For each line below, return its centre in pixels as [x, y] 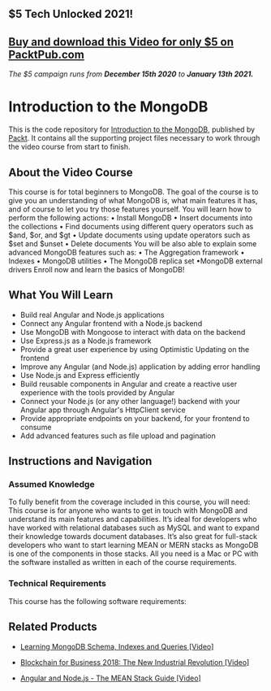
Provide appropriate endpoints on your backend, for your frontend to [135, 418]
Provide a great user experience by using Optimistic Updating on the [135, 349]
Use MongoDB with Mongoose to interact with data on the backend [133, 332]
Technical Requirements [58, 584]
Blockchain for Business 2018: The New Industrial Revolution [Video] [135, 662]
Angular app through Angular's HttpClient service [103, 410]
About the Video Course [71, 172]
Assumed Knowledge [52, 485]
